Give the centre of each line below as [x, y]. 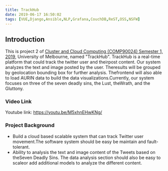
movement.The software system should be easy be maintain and [79, 141]
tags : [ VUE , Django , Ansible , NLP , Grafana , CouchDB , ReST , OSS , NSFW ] [73, 19]
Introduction [25, 39]
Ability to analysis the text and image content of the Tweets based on [84, 152]
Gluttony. [15, 88]
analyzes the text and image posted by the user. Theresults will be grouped [83, 67]
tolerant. [21, 147]
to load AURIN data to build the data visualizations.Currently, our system [80, 78]
